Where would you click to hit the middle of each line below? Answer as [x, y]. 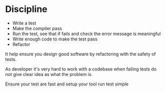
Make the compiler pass [37, 28]
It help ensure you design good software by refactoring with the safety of [80, 54]
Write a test [24, 23]
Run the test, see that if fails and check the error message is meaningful [86, 33]
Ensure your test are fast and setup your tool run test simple [67, 84]
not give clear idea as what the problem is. [49, 74]
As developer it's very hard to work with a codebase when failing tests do [81, 69]
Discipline [26, 9]
